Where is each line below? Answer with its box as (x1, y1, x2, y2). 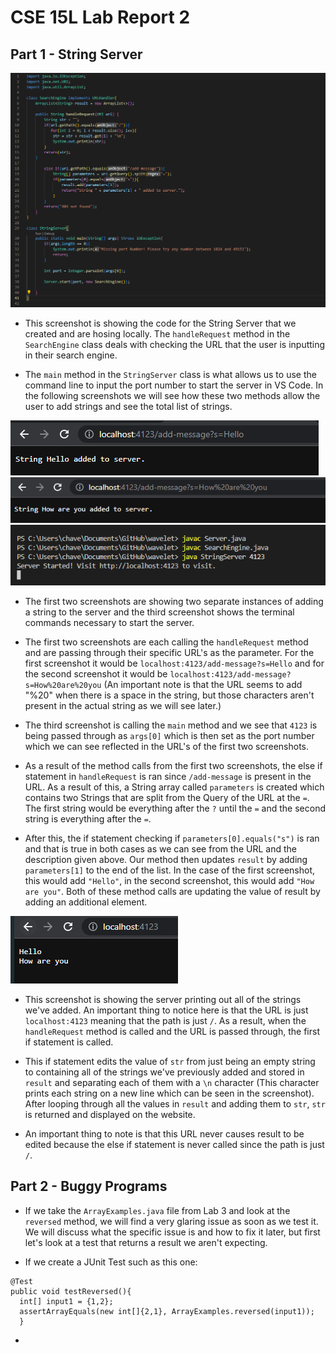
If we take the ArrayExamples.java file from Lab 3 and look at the (24, 1204, 291, 1216)
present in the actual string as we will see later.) (24, 699, 222, 711)
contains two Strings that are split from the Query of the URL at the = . (24, 791, 310, 803)
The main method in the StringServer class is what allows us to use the (24, 368, 317, 380)
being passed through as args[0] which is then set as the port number (24, 729, 315, 741)
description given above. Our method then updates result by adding (24, 853, 308, 865)
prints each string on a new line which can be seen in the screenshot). (24, 1087, 315, 1099)
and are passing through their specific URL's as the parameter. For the (24, 646, 315, 658)
